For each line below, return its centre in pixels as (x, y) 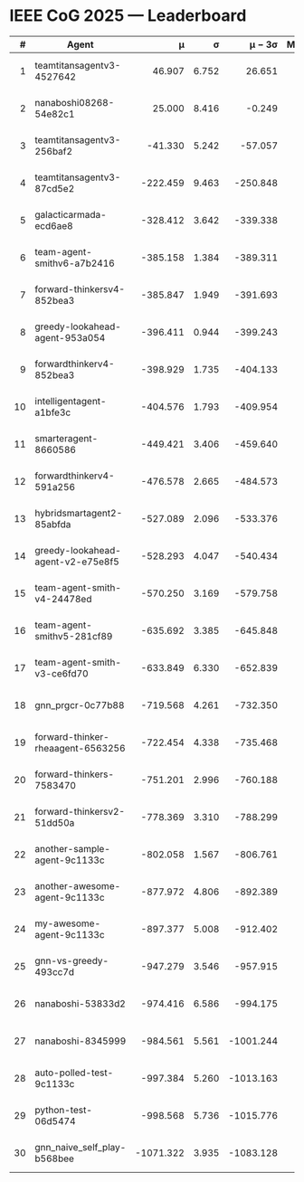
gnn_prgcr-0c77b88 (80, 704)
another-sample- (73, 848)
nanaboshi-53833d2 (81, 1003)
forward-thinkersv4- (80, 288)
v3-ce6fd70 (62, 673)
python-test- (64, 1110)
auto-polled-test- (74, 1073)
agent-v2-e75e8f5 (77, 562)
